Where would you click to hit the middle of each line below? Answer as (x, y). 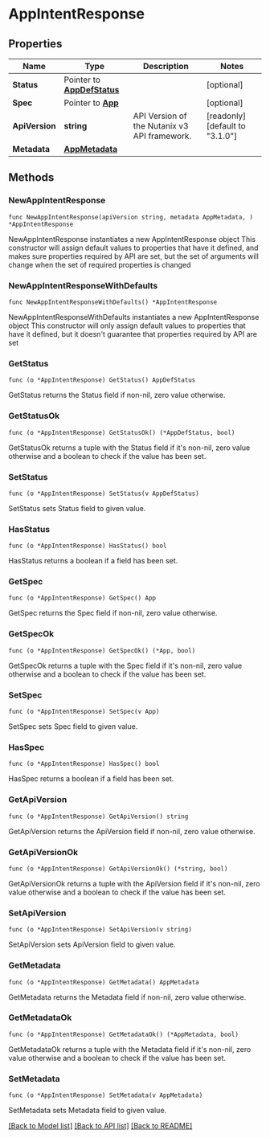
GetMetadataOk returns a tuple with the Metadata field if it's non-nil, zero (130, 1049)
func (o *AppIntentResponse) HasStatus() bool (88, 546)
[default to (226, 126)
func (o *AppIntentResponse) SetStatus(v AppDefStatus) (104, 493)
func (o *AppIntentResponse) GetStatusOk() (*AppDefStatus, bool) (122, 432)
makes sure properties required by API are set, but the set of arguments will (133, 256)
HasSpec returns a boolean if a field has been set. (91, 779)
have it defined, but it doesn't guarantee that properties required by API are (133, 334)
